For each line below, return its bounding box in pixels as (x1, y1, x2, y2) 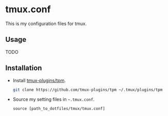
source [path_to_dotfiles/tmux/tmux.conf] (12, 106, 105, 111)
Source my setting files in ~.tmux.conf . (12, 96, 95, 103)
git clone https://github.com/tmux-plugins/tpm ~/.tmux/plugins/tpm (12, 87, 163, 92)
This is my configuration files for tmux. (5, 20, 87, 27)
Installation (5, 64, 42, 73)
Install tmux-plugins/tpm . (12, 77, 66, 83)
